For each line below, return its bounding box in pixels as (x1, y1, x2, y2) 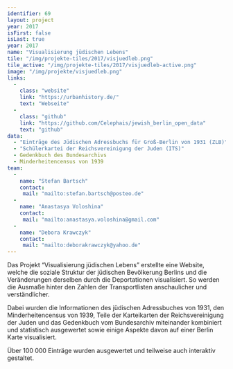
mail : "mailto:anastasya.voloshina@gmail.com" (22, 216, 159, 223)
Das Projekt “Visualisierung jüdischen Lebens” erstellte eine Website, (7, 261, 205, 269)
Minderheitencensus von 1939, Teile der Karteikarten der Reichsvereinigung (7, 311, 224, 319)
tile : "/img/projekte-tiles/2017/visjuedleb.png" (7, 55, 154, 62)
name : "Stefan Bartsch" (19, 177, 89, 184)
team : (7, 164, 23, 172)
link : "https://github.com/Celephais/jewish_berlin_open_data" (19, 119, 207, 127)
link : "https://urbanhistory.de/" (19, 94, 119, 101)
